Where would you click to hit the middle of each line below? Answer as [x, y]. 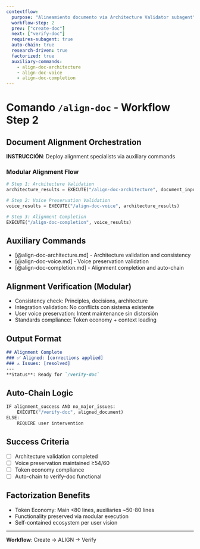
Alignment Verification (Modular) [69, 286]
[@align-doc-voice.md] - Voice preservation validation [82, 261]
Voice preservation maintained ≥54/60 [62, 463]
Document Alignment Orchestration [74, 142]
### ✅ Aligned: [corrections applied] [55, 358]
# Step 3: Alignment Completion [46, 217]
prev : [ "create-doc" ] [38, 28]
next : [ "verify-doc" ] [38, 34]
